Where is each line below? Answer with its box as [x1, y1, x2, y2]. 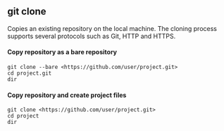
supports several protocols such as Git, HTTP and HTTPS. [7, 32, 176, 40]
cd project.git [7, 70, 52, 77]
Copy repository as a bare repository [7, 48, 118, 56]
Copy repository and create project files [7, 91, 127, 99]
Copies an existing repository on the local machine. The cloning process [7, 24, 217, 32]
